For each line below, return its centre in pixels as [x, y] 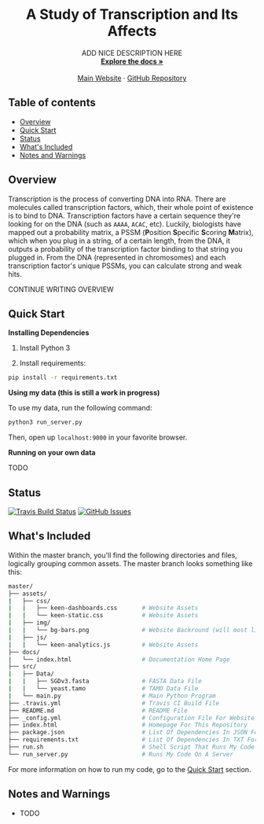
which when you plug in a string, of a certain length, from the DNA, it [119, 241]
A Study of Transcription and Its [132, 15]
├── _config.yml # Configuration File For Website [132, 718]
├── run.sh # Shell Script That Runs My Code [132, 747]
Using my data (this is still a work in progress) [84, 393]
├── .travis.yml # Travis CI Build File [114, 703]
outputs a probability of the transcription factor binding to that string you [126, 248]
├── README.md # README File [98, 710]
